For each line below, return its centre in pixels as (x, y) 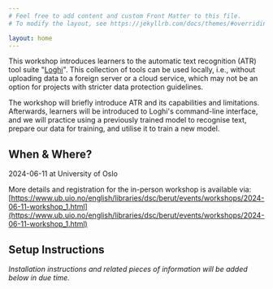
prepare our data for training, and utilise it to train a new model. (114, 129)
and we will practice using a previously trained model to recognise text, (128, 120)
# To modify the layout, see (58, 24)
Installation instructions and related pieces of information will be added (128, 269)
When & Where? (50, 154)
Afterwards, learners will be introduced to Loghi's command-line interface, (133, 111)
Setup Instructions (56, 250)
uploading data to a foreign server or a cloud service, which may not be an (133, 79)
